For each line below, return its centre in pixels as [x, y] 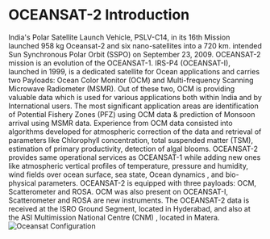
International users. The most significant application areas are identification [134, 106]
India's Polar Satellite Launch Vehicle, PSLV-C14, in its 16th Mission [119, 37]
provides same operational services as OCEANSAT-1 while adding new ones [135, 157]
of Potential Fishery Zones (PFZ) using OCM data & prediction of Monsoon [132, 114]
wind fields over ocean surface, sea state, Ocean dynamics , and [116, 174]
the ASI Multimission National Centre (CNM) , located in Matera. [114, 217]
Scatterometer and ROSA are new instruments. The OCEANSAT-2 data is [129, 200]
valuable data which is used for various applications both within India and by [135, 97]
